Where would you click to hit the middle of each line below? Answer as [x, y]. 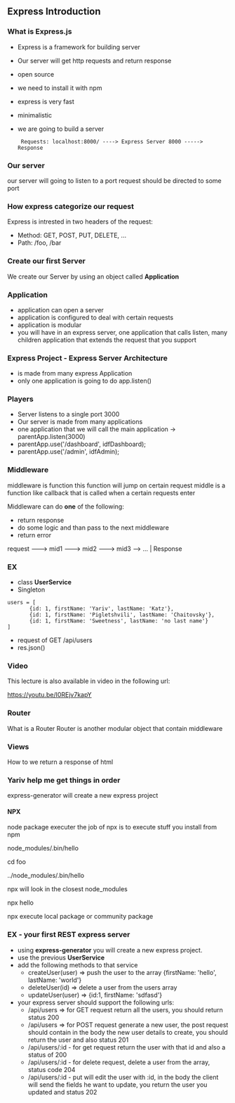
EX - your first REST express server [69, 935]
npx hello [20, 903]
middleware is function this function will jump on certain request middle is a [116, 485]
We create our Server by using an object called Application [93, 276]
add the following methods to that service [78, 965]
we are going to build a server [61, 129]
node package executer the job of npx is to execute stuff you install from [112, 827]
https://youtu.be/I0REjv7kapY [50, 695]
